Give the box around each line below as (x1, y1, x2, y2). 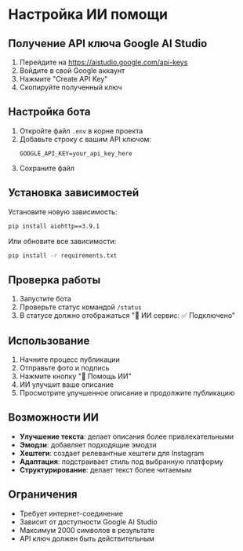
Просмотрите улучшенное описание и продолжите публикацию (19, 389, 235, 397)
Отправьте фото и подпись (19, 363, 110, 372)
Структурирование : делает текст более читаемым (19, 465, 192, 474)
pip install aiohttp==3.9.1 (8, 222, 100, 230)
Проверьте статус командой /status (19, 302, 143, 312)
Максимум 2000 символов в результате (19, 525, 155, 535)
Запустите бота (19, 294, 72, 304)
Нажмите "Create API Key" (19, 75, 108, 83)
